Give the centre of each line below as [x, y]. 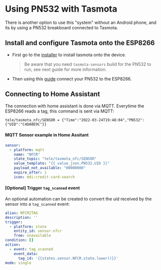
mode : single [18, 263]
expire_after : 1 [30, 173]
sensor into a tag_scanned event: [37, 204]
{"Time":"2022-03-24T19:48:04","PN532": [103, 120]
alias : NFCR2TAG [21, 213]
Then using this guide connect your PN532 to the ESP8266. [72, 78]
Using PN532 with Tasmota [61, 9]
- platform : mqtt [27, 150]
